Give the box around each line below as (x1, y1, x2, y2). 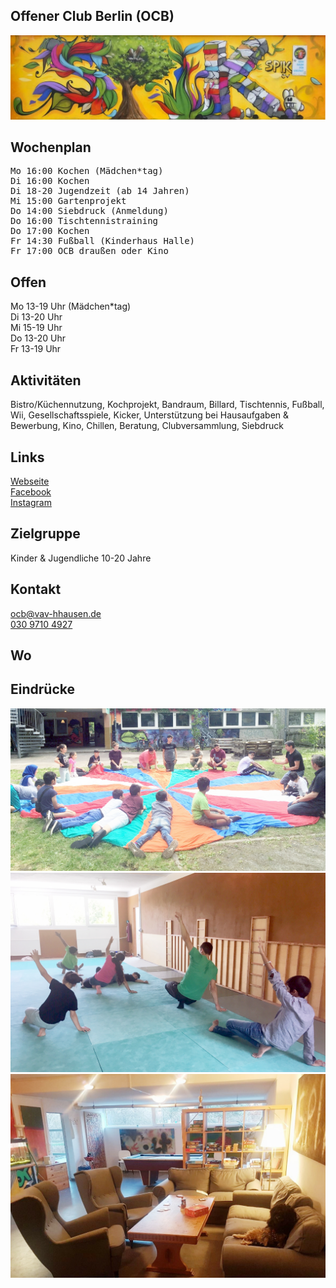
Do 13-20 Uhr (10, 332, 67, 344)
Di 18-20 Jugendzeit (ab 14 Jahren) (10, 185, 190, 197)
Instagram (10, 496, 52, 508)
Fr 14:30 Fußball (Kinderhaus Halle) (10, 235, 196, 247)
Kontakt (10, 581, 62, 598)
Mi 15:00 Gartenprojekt (10, 195, 127, 207)
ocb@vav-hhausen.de (10, 607, 102, 619)
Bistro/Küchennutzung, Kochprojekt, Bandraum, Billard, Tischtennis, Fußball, (10, 399, 325, 411)
